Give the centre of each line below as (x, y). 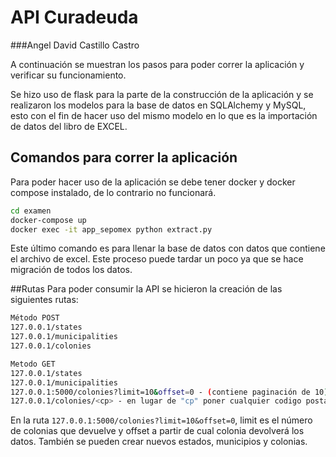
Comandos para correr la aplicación (124, 157)
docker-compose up (48, 220)
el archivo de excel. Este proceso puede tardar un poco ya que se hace (157, 259)
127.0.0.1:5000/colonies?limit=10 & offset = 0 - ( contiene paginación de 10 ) (169, 392)
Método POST (35, 318)
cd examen (31, 211)
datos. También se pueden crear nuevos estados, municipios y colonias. (159, 442)
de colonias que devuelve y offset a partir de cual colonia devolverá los (157, 431)
